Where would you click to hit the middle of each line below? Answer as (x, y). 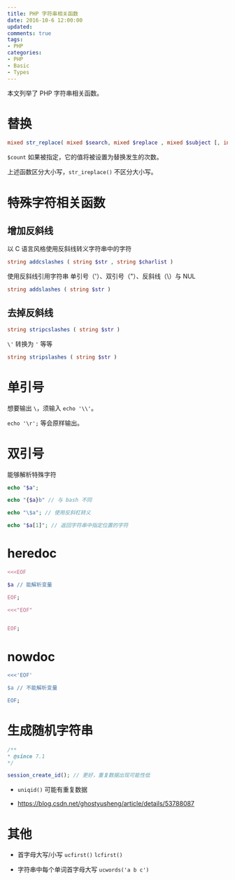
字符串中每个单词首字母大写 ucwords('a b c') (83, 870)
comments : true (29, 33)
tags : (15, 40)
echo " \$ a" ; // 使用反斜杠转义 (49, 513)
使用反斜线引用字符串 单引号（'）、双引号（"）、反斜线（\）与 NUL (101, 276)
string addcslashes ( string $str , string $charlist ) (90, 262)
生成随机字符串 (50, 731)
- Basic (19, 66)
